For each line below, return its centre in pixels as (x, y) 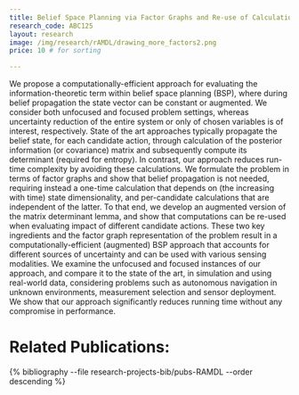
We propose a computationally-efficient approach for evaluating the (133, 84)
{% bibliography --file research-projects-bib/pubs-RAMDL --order (131, 372)
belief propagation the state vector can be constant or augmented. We (138, 103)
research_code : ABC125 (51, 26)
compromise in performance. (62, 311)
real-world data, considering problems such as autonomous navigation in (143, 283)
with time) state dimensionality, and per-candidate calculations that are (139, 198)
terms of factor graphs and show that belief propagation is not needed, (139, 178)
